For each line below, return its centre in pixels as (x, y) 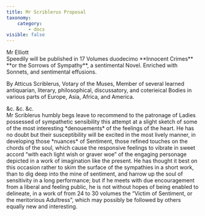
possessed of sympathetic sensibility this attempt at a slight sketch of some (102, 122)
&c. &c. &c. (20, 109)
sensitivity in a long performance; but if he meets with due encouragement (100, 180)
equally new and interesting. (42, 207)
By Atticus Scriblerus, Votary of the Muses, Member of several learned (95, 84)
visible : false (26, 35)
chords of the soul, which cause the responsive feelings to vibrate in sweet (101, 148)
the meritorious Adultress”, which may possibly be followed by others (94, 200)
